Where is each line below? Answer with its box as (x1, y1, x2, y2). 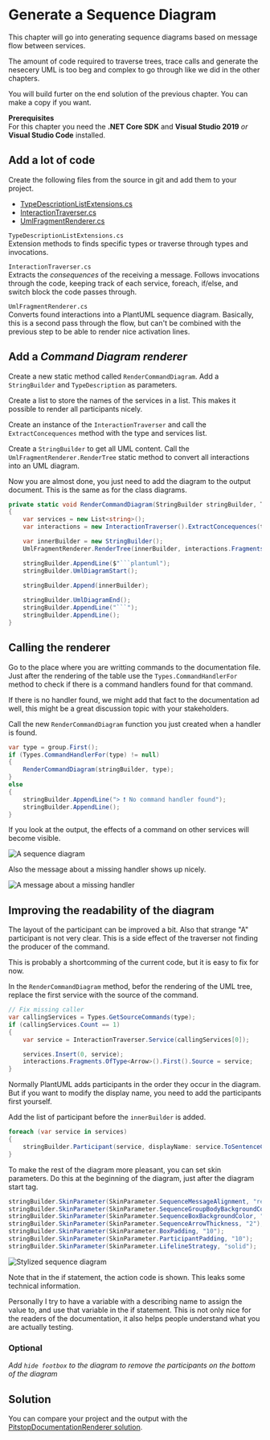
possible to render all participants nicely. (8, 404, 143, 413)
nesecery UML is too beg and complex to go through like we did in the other (8, 64, 260, 74)
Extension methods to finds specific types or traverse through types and (8, 239, 248, 248)
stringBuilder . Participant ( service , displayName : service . (22, 1143, 225, 1151)
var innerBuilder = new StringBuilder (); (22, 537, 163, 546)
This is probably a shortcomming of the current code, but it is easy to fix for (8, 958, 260, 967)
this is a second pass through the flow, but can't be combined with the (8, 318, 241, 327)
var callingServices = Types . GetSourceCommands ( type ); (8, 1013, 196, 1022)
